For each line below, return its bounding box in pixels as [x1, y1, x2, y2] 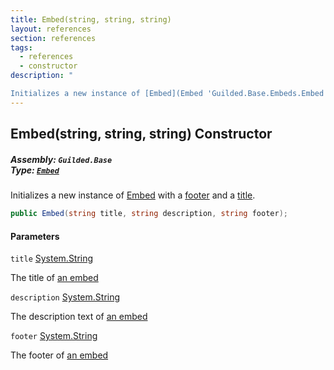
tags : [10, 42, 33, 53]
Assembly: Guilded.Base [10, 153, 113, 165]
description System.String [10, 291, 121, 303]
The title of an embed [10, 272, 99, 284]
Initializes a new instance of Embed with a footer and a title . [10, 189, 256, 201]
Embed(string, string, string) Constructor [10, 126, 273, 143]
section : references [10, 33, 97, 43]
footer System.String [10, 330, 98, 342]
